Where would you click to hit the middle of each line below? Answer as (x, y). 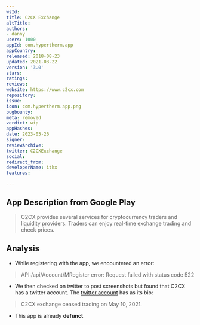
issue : (14, 101)
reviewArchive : (25, 145)
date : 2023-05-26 (28, 134)
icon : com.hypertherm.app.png (44, 106)
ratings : (17, 78)
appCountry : (21, 51)
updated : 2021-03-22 (32, 62)
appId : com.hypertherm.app (40, 45)
